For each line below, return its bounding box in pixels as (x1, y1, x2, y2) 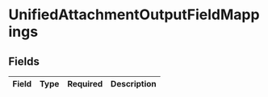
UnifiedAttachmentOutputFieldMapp (8, 6, 260, 24)
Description (110, 79, 157, 89)
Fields (8, 55, 40, 68)
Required (67, 79, 103, 89)
